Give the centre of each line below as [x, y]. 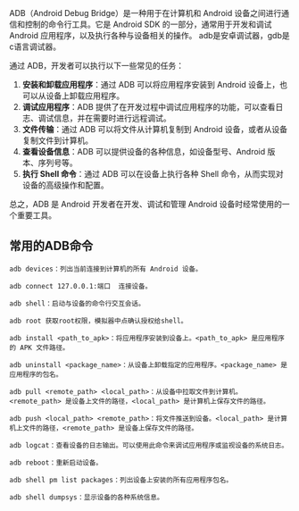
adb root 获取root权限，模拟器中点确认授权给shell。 [99, 321]
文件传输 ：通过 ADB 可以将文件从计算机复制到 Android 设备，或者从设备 [155, 129]
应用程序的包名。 [36, 374]
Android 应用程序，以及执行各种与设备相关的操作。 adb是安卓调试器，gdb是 [149, 35]
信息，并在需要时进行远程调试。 [112, 118]
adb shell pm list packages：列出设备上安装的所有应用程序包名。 [121, 480]
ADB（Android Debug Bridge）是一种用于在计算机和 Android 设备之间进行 [145, 13]
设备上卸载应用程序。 [85, 96]
